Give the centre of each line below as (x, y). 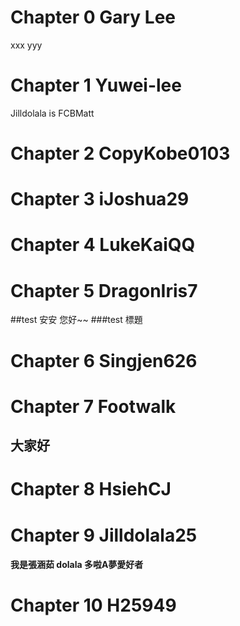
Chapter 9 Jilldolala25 (104, 535)
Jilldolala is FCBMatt (52, 113)
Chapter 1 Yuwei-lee (96, 85)
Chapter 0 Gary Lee (93, 17)
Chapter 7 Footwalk (93, 406)
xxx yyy (26, 45)
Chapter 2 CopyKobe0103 (120, 153)
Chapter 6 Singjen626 (104, 360)
